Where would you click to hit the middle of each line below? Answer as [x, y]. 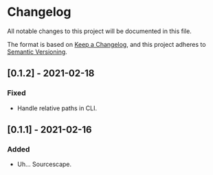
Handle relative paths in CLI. [57, 108]
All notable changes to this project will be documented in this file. [100, 31]
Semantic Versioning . [37, 52]
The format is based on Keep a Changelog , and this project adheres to [106, 44]
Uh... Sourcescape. [44, 164]
